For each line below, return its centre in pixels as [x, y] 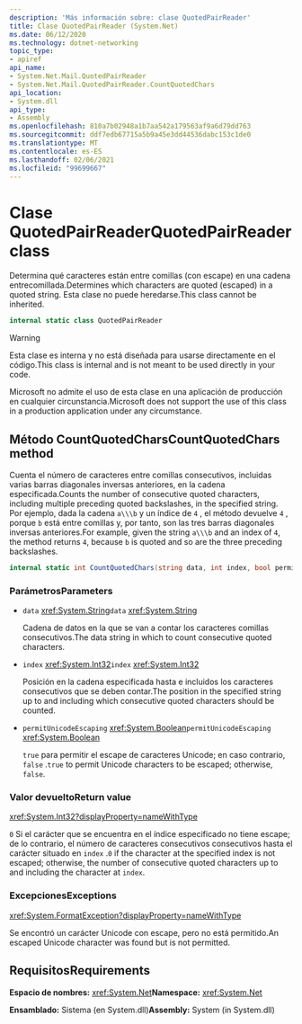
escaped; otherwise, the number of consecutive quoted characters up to [144, 863]
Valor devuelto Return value [71, 797]
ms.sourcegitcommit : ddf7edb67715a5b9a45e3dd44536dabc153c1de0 [130, 135]
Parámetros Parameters [61, 591]
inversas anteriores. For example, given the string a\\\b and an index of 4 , [145, 532]
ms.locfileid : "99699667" [58, 168]
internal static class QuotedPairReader [86, 321]
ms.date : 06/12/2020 [48, 34]
